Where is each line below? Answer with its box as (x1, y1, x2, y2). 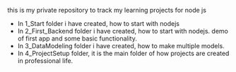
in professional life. (17, 57, 73, 65)
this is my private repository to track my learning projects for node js (7, 6, 207, 14)
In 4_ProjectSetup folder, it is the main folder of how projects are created (17, 49, 230, 57)
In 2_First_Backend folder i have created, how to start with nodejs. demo (17, 27, 228, 35)
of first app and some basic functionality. (17, 34, 138, 43)
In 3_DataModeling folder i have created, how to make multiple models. (17, 42, 225, 50)
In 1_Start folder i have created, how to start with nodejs (17, 20, 180, 27)
